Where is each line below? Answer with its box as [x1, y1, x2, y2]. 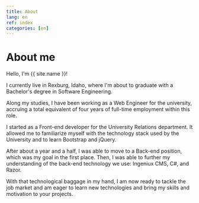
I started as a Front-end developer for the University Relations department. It [6, 124, 193, 131]
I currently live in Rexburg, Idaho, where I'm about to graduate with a [6, 82, 174, 89]
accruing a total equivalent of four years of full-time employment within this [6, 106, 191, 113]
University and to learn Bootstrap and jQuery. [6, 136, 117, 143]
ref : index [6, 20, 33, 25]
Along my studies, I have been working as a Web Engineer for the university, [6, 99, 192, 107]
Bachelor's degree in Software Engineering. [6, 88, 113, 95]
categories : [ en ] [6, 25, 49, 31]
